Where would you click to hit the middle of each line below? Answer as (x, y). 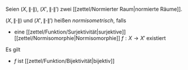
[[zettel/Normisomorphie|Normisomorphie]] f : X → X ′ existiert (90, 38)
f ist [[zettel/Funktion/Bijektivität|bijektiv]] (64, 61)
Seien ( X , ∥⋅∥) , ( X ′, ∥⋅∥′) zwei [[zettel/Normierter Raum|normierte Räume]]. (94, 9)
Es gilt (13, 49)
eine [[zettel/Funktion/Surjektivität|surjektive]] (70, 32)
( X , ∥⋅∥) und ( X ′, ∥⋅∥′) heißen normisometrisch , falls (66, 20)
